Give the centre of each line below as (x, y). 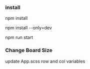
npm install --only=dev (29, 28)
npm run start (19, 37)
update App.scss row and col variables (45, 61)
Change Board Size (29, 50)
